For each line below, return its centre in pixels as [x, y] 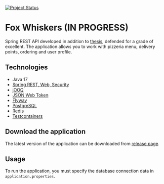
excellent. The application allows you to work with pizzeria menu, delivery [80, 46]
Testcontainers [27, 116]
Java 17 [20, 79]
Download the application [45, 132]
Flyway [20, 100]
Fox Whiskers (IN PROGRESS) [67, 28]
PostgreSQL [24, 105]
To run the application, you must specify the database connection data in [80, 171]
